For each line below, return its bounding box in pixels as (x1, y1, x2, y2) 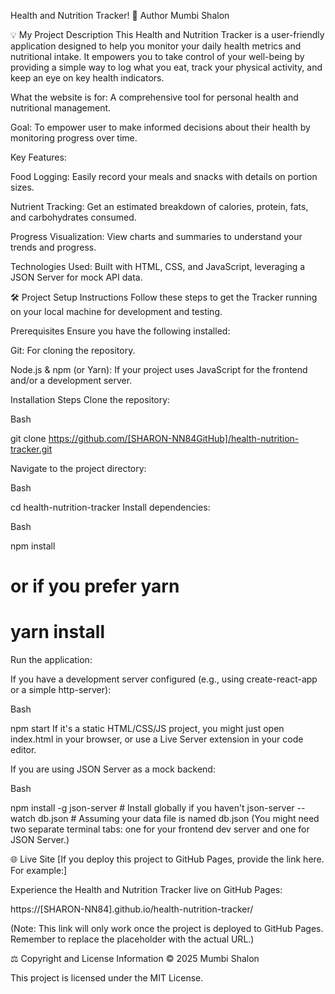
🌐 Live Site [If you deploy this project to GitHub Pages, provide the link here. (10, 853, 325, 865)
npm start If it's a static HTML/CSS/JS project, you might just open (10, 723, 285, 735)
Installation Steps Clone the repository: (10, 394, 171, 405)
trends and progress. (10, 241, 97, 253)
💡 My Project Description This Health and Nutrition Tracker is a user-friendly (10, 29, 325, 40)
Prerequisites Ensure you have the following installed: (10, 325, 231, 337)
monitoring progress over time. (10, 132, 138, 144)
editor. (10, 744, 37, 756)
